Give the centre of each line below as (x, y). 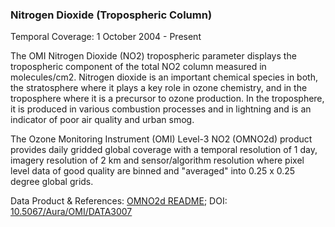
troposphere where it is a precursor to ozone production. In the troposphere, (167, 99)
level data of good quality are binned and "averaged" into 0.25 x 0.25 (153, 171)
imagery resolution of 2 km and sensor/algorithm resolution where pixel (157, 160)
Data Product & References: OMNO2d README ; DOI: (119, 201)
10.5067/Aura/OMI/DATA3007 (71, 212)
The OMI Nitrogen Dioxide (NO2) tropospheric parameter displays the (153, 56)
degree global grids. (52, 182)
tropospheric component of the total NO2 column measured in (138, 67)
